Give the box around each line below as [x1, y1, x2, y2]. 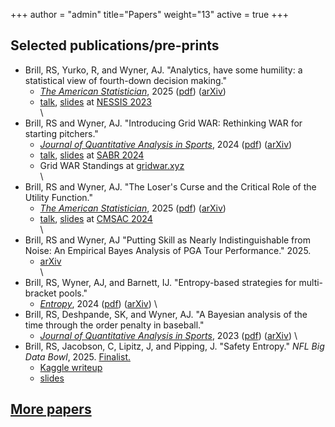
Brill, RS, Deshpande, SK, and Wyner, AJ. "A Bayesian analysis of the [24, 308, 308, 320]
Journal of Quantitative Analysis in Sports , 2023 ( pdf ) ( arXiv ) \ [39, 329, 298, 341]
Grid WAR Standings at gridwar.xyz [39, 159, 185, 171]
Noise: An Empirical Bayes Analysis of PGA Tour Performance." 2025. [24, 244, 312, 256]
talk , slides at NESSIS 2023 [39, 95, 152, 108]
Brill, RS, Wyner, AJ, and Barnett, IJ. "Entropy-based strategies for [24, 276, 297, 288]
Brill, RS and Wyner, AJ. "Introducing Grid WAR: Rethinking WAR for [24, 117, 303, 129]
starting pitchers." [24, 127, 99, 139]
